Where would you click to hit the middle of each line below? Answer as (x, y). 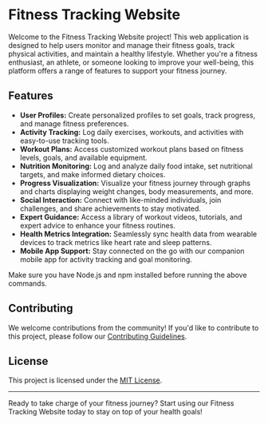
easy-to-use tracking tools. (64, 141)
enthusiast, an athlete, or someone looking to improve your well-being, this (131, 62)
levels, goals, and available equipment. (83, 157)
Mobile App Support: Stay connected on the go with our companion (132, 251)
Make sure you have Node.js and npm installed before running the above (128, 275)
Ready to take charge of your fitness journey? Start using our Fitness (121, 403)
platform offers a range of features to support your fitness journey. (118, 70)
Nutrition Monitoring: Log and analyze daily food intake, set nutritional (136, 166)
